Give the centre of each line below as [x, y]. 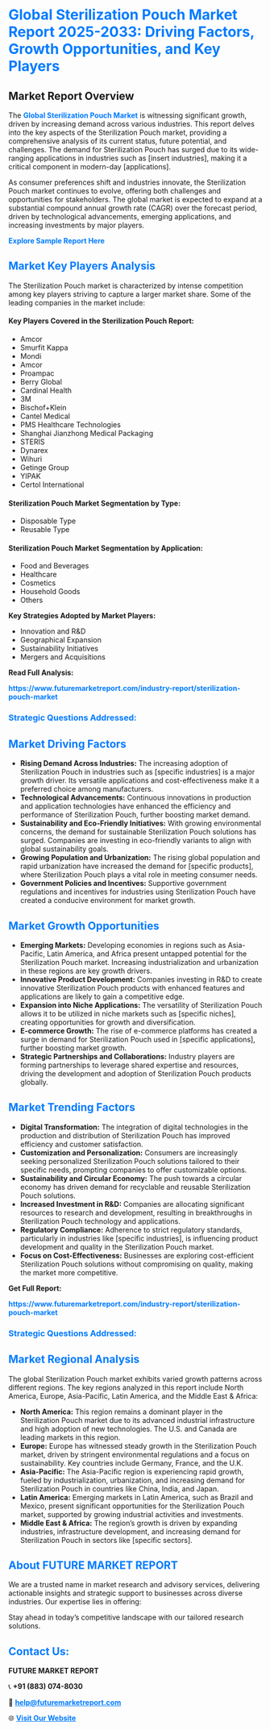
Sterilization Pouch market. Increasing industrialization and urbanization [139, 962]
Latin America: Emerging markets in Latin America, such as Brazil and [137, 1497]
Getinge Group [45, 468]
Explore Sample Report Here [56, 241]
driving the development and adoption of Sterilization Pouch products [135, 1073]
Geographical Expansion [61, 640]
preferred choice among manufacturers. [87, 789]
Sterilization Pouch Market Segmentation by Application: [106, 548]
